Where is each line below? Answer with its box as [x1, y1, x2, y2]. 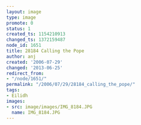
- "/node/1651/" [6, 76, 47, 82]
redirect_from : [6, 70, 44, 76]
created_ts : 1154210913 [6, 31, 66, 37]
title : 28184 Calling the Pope [6, 48, 85, 54]
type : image [6, 14, 36, 20]
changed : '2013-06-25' [6, 64, 63, 71]
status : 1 [6, 25, 31, 32]
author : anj [6, 53, 36, 59]
